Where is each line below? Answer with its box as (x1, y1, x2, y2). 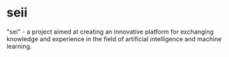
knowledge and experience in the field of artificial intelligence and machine (6, 34, 222, 43)
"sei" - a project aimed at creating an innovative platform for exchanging (6, 27, 214, 36)
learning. (6, 42, 32, 50)
